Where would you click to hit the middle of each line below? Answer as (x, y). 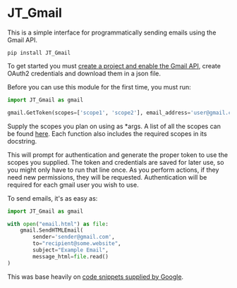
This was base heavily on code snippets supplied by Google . (96, 277)
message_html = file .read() (71, 256)
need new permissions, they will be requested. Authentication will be (107, 177)
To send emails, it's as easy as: (53, 198)
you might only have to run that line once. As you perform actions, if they (113, 170)
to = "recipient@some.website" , (77, 244)
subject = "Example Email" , (71, 250)
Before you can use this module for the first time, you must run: (99, 87)
